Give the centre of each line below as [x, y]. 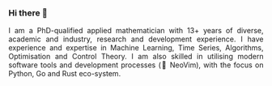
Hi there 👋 [28, 13]
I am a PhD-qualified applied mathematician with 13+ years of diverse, [136, 31]
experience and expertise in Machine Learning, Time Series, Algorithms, [136, 48]
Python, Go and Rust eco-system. [65, 74]
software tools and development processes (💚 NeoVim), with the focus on [136, 65]
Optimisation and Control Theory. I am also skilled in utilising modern [136, 57]
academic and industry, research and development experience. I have [136, 39]
